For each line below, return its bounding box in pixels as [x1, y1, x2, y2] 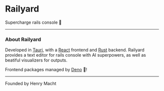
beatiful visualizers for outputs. [5, 57, 67, 63]
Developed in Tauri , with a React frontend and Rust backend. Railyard [5, 47, 145, 53]
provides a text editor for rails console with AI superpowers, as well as [5, 52, 146, 58]
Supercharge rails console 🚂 [5, 19, 62, 25]
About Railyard [5, 36, 41, 43]
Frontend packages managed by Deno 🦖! [5, 67, 87, 73]
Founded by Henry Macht [5, 81, 57, 87]
